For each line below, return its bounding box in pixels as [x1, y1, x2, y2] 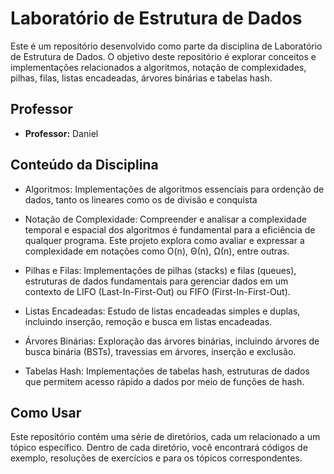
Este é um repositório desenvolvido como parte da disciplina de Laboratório [10, 40, 323, 52]
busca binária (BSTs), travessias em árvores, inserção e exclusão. [24, 345, 297, 357]
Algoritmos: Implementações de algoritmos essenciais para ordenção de [24, 183, 325, 195]
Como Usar [10, 404, 82, 421]
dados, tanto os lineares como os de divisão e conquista [24, 193, 258, 206]
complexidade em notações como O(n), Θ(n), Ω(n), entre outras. [24, 245, 290, 257]
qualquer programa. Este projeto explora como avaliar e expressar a [24, 234, 305, 246]
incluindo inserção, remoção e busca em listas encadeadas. [24, 315, 273, 327]
